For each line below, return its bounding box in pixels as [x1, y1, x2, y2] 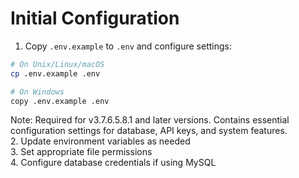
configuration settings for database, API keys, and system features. [10, 125, 288, 137]
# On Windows [10, 87, 65, 97]
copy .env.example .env [10, 96, 110, 106]
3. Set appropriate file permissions [10, 146, 153, 158]
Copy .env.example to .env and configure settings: [24, 40, 232, 52]
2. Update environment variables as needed [10, 135, 191, 147]
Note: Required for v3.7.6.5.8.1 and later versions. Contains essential [10, 114, 290, 126]
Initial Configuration [10, 7, 180, 30]
